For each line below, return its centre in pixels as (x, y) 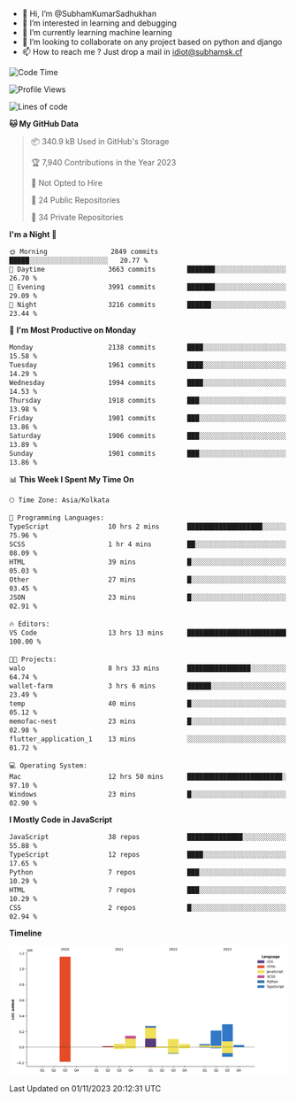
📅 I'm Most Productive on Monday (73, 330)
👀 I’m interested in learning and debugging (99, 23)
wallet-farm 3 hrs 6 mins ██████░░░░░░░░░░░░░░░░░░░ (148, 686)
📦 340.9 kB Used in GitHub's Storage (100, 141)
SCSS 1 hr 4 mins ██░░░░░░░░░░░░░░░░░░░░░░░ (148, 544)
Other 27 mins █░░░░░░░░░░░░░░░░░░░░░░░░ (148, 580)
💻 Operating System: (49, 766)
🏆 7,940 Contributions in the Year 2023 (103, 162)
